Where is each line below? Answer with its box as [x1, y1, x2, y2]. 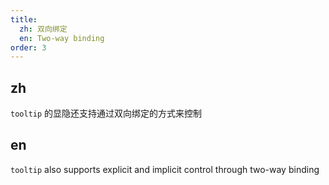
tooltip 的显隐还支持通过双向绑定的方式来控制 [10, 107, 203, 120]
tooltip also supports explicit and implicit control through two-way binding [10, 163, 320, 175]
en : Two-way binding [19, 33, 105, 43]
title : [10, 14, 38, 25]
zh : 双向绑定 [19, 24, 68, 34]
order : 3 [10, 42, 47, 53]
